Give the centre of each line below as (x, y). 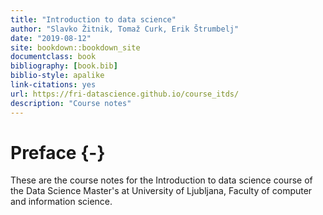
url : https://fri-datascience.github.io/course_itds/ (125, 94)
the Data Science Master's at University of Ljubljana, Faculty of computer (161, 191)
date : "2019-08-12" (51, 38)
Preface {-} (58, 152)
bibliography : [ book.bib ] (64, 66)
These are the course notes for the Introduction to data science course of (161, 180)
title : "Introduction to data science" (93, 19)
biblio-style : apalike (57, 76)
